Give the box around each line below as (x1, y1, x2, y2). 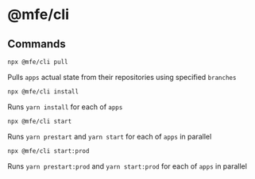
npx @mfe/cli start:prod (7, 147, 90, 155)
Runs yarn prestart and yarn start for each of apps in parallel (7, 131, 212, 141)
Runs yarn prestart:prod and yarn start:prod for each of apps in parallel (7, 161, 248, 171)
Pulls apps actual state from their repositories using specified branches (7, 72, 237, 82)
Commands (7, 37, 67, 51)
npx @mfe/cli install (7, 87, 79, 96)
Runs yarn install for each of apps (7, 101, 123, 112)
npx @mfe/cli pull (7, 58, 68, 66)
